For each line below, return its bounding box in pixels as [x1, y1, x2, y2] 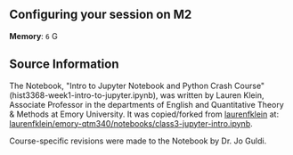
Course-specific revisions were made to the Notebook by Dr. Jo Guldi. [9, 135, 267, 146]
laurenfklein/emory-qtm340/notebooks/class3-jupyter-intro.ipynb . [9, 118, 254, 128]
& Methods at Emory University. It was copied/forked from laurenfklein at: [9, 109, 279, 119]
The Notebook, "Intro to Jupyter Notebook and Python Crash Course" [9, 80, 265, 91]
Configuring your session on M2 [9, 7, 192, 22]
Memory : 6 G [9, 30, 58, 41]
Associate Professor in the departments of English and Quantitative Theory [9, 99, 285, 110]
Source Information [9, 57, 119, 72]
